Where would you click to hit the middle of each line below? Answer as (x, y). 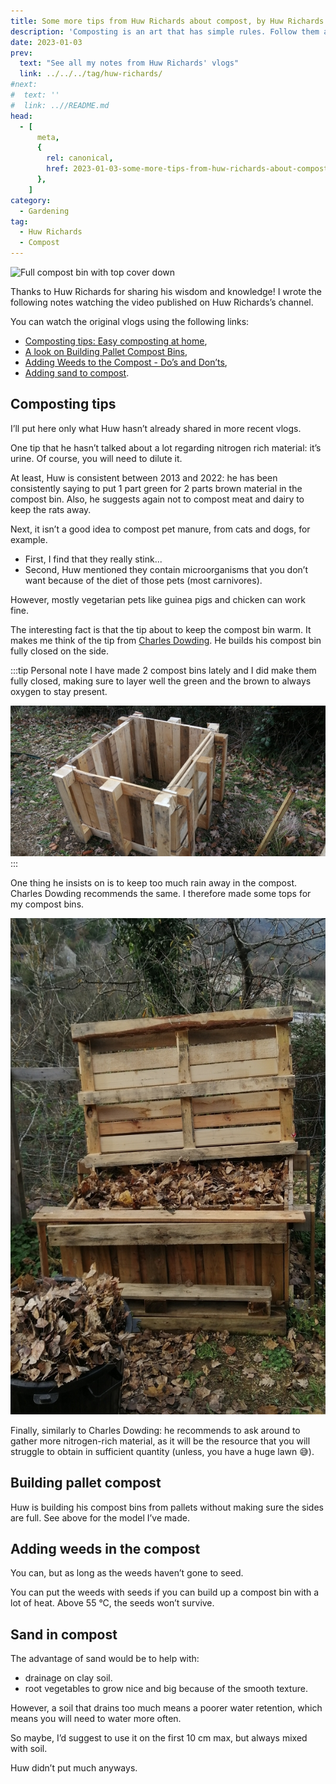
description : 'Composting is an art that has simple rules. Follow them (165, 31)
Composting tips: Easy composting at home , (116, 341)
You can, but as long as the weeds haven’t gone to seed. (127, 1573)
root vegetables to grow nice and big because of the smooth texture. (166, 1689)
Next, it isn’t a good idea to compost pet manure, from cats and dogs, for (160, 529)
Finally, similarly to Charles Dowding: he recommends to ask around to (155, 1430)
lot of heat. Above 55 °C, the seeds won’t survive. (112, 1603)
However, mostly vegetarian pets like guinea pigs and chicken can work (158, 599)
